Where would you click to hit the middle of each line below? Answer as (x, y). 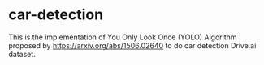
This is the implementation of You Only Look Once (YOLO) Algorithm (123, 37)
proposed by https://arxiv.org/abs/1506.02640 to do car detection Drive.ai (132, 45)
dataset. (22, 54)
